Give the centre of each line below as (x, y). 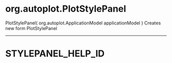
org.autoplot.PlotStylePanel (66, 9)
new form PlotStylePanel (31, 28)
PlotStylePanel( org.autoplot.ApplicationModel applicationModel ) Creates (83, 23)
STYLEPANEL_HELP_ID (55, 54)
